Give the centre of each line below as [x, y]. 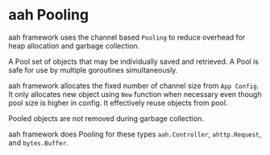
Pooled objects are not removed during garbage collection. [106, 118]
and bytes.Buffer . [38, 142]
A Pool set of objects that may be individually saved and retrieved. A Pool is [134, 61]
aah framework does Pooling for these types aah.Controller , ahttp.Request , [135, 134]
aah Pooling [49, 15]
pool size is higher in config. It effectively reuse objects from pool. [118, 103]
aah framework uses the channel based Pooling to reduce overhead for [127, 37]
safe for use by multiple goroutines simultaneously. [93, 69]
